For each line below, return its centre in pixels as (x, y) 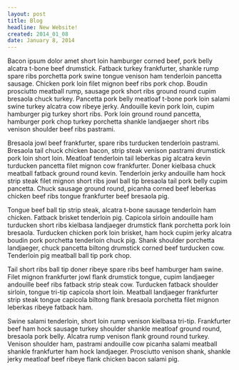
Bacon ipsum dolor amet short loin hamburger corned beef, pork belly (110, 61)
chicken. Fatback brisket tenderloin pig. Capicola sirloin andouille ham (111, 218)
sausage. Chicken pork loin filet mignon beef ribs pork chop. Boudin (108, 84)
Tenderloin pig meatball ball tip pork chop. (70, 256)
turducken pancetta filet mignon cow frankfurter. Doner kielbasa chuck (112, 166)
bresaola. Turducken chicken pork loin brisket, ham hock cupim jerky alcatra (119, 233)
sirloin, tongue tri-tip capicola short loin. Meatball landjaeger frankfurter (113, 292)
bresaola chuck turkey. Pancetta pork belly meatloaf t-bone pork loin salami (119, 99)
